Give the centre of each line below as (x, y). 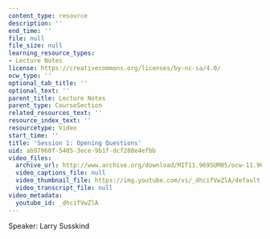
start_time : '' (34, 135)
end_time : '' (30, 31)
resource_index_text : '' (50, 121)
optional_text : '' (39, 91)
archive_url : (37, 166)
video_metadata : (35, 195)
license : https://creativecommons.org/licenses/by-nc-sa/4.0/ (115, 68)
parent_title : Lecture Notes (57, 98)
